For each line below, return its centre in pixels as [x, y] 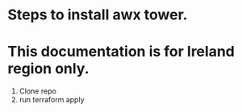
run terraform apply [52, 100]
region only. [48, 69]
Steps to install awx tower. [98, 15]
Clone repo [38, 91]
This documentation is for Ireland [121, 52]
